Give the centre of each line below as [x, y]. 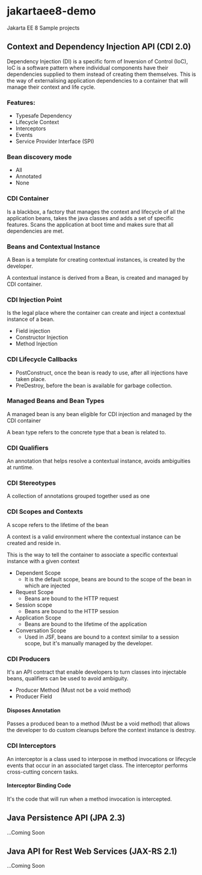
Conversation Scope [41, 630]
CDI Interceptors [32, 746]
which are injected [47, 586]
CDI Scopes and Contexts [45, 512]
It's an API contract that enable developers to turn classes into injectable [97, 672]
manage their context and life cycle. [51, 87]
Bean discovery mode [39, 157]
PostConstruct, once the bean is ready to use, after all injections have [102, 373]
